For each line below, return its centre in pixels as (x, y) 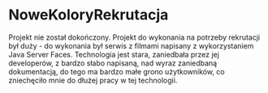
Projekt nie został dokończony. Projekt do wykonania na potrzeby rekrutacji (134, 37)
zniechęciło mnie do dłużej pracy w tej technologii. (93, 80)
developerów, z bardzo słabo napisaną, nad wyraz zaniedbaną (113, 63)
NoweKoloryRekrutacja (89, 15)
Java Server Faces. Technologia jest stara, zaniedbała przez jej (114, 54)
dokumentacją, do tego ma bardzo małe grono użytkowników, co (117, 71)
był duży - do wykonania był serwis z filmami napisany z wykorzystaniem (131, 45)
